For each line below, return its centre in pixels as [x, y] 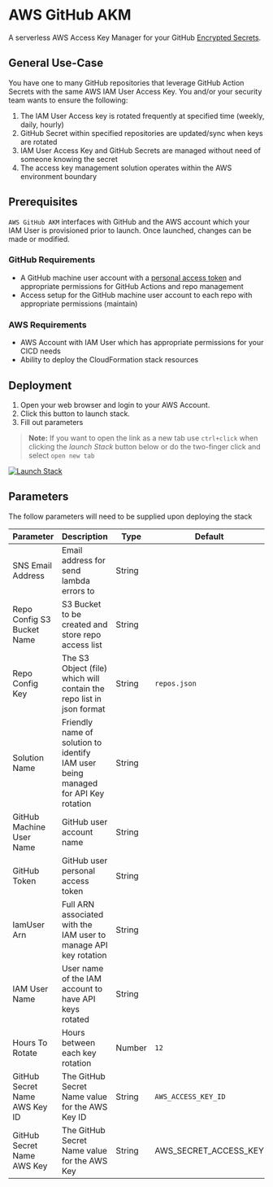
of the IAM [81, 979]
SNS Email [32, 565]
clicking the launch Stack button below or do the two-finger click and [145, 446]
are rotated [39, 142]
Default [209, 537]
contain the [83, 688]
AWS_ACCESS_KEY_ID [190, 1096]
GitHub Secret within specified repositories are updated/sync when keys [141, 133]
